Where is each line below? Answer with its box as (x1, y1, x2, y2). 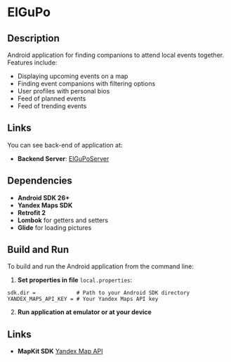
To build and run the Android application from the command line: (7, 262, 194, 271)
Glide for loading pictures (17, 223, 92, 232)
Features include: (7, 58, 58, 67)
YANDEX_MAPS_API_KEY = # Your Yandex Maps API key (7, 296, 159, 303)
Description (7, 32, 60, 44)
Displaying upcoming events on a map (17, 72, 128, 80)
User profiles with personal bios (17, 87, 110, 95)
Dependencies (7, 175, 72, 187)
